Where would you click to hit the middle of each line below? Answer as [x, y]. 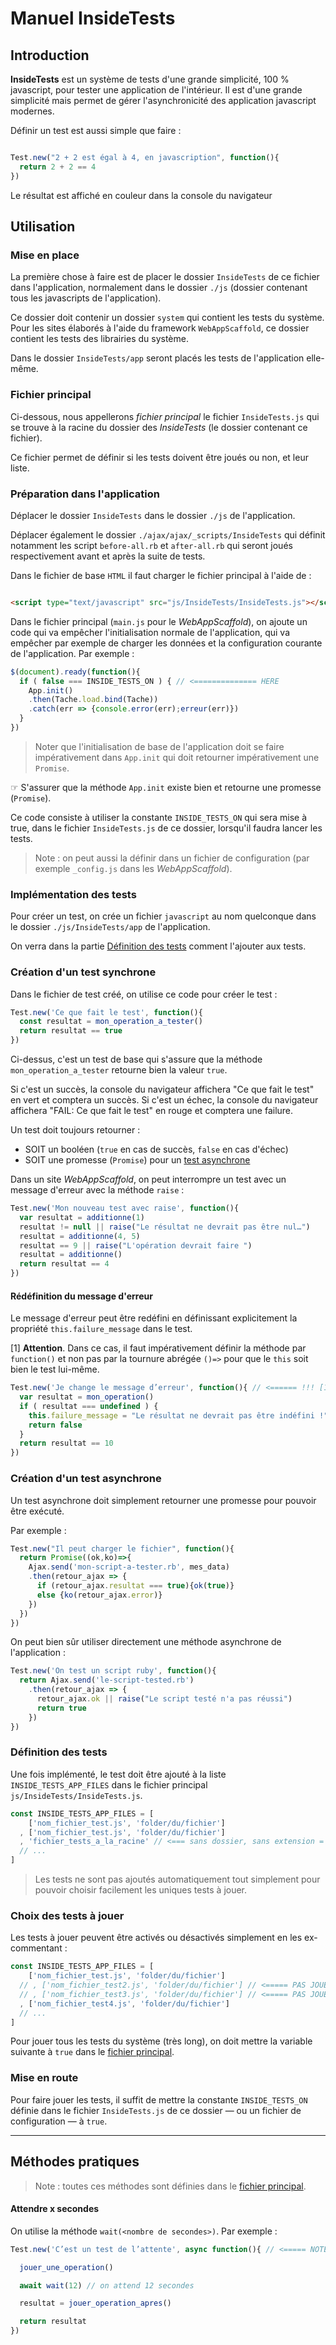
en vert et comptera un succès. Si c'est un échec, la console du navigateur [164, 1100]
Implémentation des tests [73, 894]
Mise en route [44, 2078]
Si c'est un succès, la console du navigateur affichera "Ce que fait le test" [162, 1089]
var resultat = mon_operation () [87, 1397]
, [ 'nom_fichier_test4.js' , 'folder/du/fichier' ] [124, 2003]
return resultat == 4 [64, 1264]
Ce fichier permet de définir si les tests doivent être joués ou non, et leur [159, 457]
